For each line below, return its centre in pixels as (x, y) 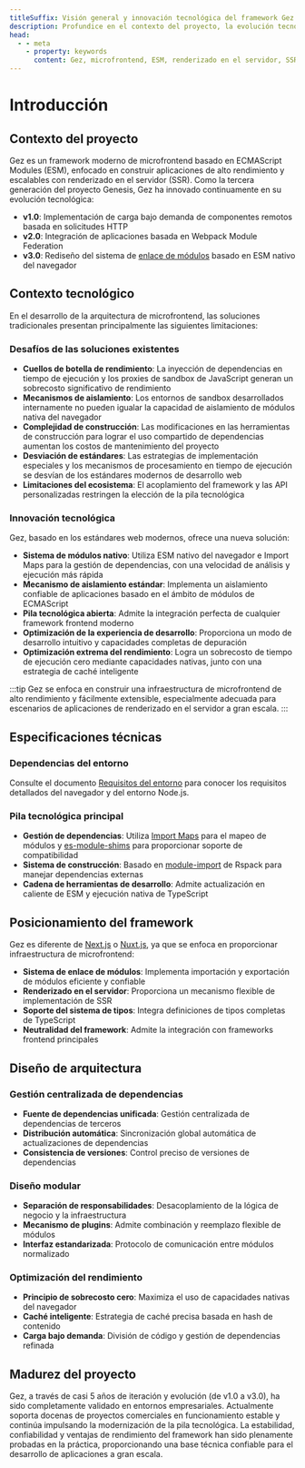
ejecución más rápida (63, 575)
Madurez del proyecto (73, 1374)
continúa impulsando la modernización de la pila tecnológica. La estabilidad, (152, 1425)
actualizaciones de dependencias (85, 1142)
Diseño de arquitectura (76, 1068)
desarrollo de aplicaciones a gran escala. (86, 1454)
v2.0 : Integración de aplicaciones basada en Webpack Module (140, 236)
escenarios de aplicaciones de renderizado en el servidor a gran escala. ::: (149, 709)
